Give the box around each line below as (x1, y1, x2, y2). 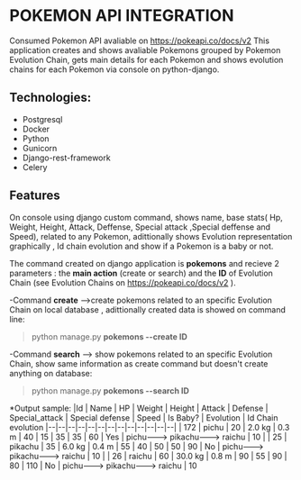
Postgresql (22, 113, 63, 124)
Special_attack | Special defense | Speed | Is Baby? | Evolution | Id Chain (9, 412, 278, 423)
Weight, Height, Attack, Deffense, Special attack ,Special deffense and (9, 222, 271, 232)
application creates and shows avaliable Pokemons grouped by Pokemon (9, 44, 281, 55)
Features (9, 188, 60, 204)
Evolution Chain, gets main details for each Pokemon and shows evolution (9, 54, 284, 65)
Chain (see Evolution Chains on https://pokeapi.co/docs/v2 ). (9, 276, 236, 288)
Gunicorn (22, 142, 58, 153)
